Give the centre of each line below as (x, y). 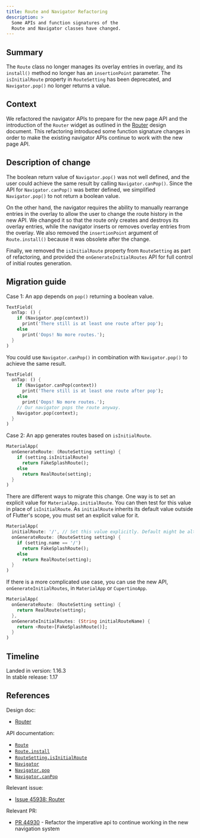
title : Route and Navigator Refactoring (57, 12)
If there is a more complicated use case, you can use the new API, (87, 582)
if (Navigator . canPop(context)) (57, 385)
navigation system (37, 828)
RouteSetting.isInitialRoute (51, 758)
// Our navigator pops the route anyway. (69, 407)
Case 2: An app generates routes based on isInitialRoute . (79, 435)
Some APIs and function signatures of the (65, 23)
